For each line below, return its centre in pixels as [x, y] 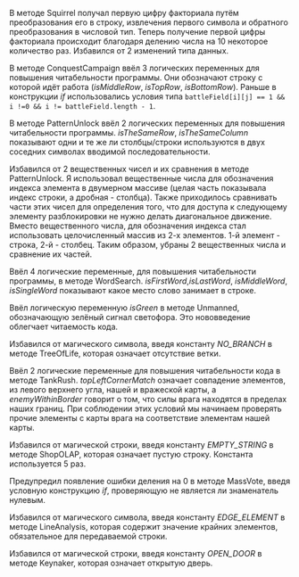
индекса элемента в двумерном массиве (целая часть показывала [138, 188]
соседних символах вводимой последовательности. [110, 152]
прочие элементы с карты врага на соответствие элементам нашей [140, 418]
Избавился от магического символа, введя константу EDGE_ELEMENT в [147, 517]
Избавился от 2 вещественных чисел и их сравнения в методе [129, 169]
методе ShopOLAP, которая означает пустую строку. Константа [131, 454]
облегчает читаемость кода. [64, 326]
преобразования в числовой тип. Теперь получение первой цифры [137, 32]
